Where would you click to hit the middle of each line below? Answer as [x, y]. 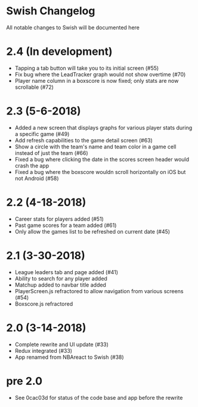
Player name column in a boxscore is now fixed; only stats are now [97, 80]
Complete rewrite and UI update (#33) [62, 344]
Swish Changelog [51, 11]
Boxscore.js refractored [44, 304]
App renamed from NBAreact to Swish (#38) [69, 357]
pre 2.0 [24, 381]
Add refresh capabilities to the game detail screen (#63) [84, 140]
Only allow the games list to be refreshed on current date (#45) [92, 231]
